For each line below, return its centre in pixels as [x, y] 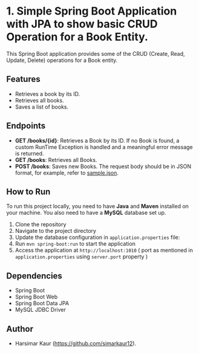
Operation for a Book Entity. [77, 37]
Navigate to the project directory [56, 231]
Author [20, 329]
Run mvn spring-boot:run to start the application [75, 244]
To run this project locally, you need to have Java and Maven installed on [98, 206]
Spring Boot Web [36, 297]
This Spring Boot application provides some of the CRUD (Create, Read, [96, 53]
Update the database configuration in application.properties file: [97, 237]
